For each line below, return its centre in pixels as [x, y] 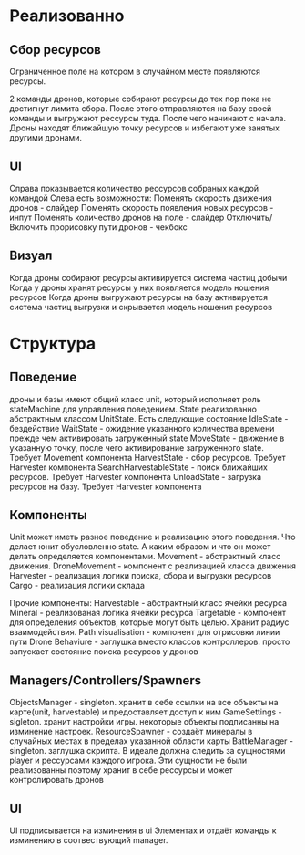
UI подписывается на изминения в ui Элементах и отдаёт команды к [143, 830]
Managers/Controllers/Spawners [106, 680]
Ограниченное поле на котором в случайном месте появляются [135, 71]
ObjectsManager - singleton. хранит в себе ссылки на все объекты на [144, 703]
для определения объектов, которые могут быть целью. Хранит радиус [149, 622]
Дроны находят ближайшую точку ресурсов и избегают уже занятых [145, 128]
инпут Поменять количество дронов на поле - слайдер [117, 217]
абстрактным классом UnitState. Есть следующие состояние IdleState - [149, 418]
